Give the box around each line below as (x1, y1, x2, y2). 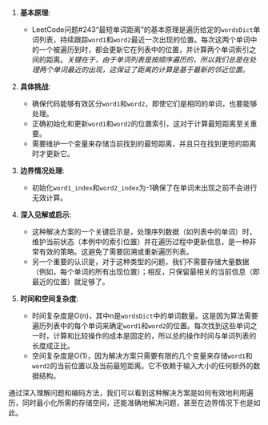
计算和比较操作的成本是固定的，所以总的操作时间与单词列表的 (53, 331, 257, 340)
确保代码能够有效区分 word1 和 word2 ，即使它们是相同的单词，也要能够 (31, 99, 258, 108)
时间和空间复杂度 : (19, 294, 78, 303)
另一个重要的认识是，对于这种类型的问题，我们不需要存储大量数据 (31, 257, 250, 267)
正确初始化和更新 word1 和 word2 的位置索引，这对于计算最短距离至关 (31, 119, 250, 128)
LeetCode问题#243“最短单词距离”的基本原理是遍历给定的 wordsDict (31, 25, 254, 34)
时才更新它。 (31, 149, 74, 158)
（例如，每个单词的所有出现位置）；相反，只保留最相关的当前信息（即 (31, 267, 260, 276)
